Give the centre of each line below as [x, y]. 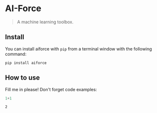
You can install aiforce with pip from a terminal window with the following [78, 48]
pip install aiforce [26, 63]
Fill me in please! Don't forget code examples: [51, 89]
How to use [22, 78]
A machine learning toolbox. [45, 22]
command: [16, 54]
